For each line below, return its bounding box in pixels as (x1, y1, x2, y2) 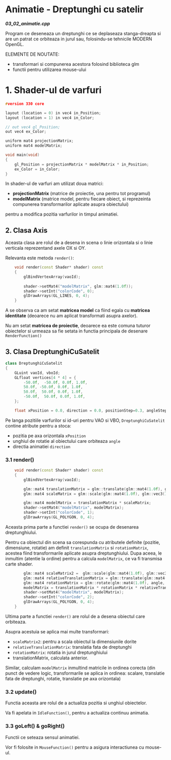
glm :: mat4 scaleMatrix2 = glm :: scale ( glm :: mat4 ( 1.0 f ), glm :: (23, 571, 158, 576)
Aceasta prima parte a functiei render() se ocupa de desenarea (5, 524, 139, 530)
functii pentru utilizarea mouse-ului (12, 66, 87, 73)
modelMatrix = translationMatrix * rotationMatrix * (23, 585, 138, 590)
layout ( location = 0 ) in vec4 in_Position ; (5, 110, 101, 115)
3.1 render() (5, 456, 35, 463)
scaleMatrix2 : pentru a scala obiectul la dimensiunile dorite (12, 638, 137, 645)
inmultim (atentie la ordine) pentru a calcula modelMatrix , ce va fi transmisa (5, 555, 162, 561)
